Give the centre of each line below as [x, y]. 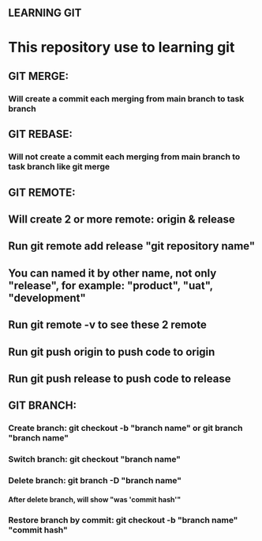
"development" [47, 297]
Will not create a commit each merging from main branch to [124, 157]
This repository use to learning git [122, 47]
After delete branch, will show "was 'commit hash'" [95, 499]
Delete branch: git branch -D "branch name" [95, 481]
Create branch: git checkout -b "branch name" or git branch [125, 429]
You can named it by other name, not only [112, 273]
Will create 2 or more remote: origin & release [122, 219]
